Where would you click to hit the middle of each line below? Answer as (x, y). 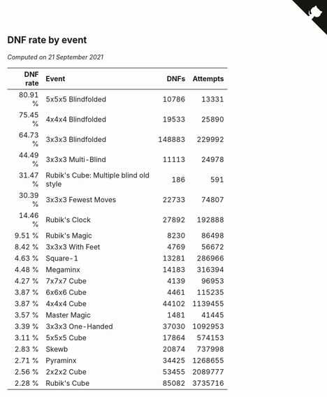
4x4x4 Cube (66, 303)
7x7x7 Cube (66, 281)
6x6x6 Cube (66, 292)
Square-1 (62, 258)
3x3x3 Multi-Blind (75, 159)
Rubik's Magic (68, 236)
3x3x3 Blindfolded (76, 139)
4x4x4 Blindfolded (76, 119)
